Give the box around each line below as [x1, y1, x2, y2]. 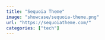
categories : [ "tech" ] [6, 25, 60, 31]
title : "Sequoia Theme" [6, 8, 65, 15]
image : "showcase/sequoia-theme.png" [6, 14, 100, 20]
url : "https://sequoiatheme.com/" [6, 19, 92, 25]
